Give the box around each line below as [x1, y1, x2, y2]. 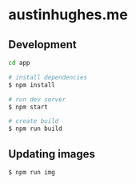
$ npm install [8, 80, 56, 89]
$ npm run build [8, 125, 62, 133]
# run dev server [8, 95, 66, 104]
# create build [8, 117, 59, 125]
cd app [8, 59, 30, 67]
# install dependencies [8, 73, 88, 81]
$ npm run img [8, 168, 56, 176]
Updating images [8, 147, 96, 161]
